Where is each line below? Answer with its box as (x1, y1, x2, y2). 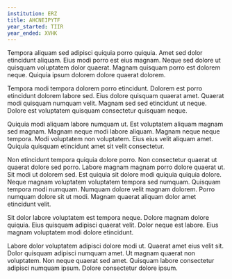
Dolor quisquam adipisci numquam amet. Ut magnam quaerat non (7, 249, 196, 257)
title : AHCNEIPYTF (7, 17, 60, 24)
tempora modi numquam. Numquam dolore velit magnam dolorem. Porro (7, 185, 215, 193)
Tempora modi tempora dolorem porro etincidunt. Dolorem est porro (7, 84, 203, 93)
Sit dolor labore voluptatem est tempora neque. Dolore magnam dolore (7, 214, 210, 222)
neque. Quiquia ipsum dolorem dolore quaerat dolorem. (7, 71, 166, 79)
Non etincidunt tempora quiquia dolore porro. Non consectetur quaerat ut (7, 156, 217, 164)
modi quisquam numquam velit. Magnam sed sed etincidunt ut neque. (7, 99, 207, 108)
